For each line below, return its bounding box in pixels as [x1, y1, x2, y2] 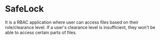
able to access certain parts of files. [5, 29, 77, 35]
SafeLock [5, 3, 44, 14]
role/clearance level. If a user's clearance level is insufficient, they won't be [5, 24, 156, 30]
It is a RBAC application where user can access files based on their [5, 19, 139, 25]
